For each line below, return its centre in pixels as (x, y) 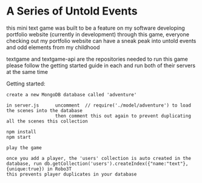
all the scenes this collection (47, 121)
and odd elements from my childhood (53, 47)
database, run (24, 164)
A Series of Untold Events (72, 11)
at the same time (27, 72)
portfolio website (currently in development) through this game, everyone (98, 34)
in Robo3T (59, 169)
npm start (19, 137)
